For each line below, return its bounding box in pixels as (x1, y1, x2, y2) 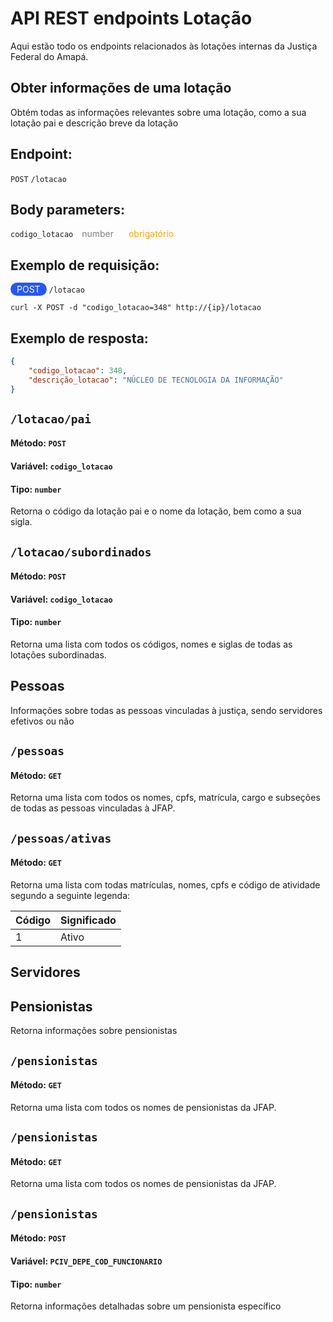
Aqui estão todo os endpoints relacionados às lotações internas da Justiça (10, 40, 318, 52)
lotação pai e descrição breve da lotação (10, 117, 179, 129)
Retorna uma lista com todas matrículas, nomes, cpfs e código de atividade (10, 879, 321, 891)
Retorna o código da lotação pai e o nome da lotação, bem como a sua (10, 505, 302, 517)
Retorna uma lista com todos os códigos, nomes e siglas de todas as (10, 638, 293, 651)
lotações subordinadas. (10, 649, 107, 661)
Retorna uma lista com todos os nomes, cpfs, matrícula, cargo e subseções (10, 792, 321, 804)
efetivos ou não (10, 715, 75, 727)
